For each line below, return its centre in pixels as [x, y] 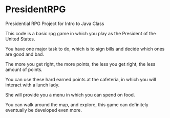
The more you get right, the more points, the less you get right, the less [80, 64]
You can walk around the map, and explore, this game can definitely [77, 104]
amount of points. [24, 69]
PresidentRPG [36, 9]
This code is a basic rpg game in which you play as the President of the [81, 33]
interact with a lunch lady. [33, 85]
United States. [20, 39]
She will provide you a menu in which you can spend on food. [70, 95]
